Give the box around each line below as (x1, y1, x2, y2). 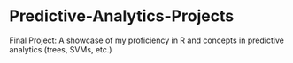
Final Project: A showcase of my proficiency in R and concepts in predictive (9, 35, 285, 45)
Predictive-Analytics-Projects (9, 6, 235, 26)
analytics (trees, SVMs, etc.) (9, 44, 112, 54)
